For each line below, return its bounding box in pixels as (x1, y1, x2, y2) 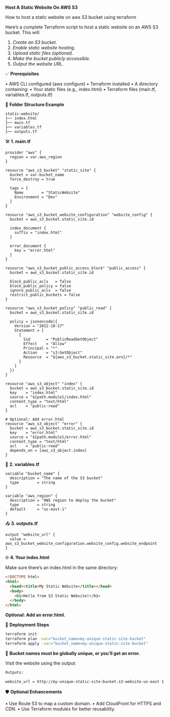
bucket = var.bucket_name (10, 172, 65, 177)
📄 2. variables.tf (5, 461, 39, 467)
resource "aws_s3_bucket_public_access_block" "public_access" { (5, 266, 146, 271)
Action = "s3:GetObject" (23, 350, 82, 355)
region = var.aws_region (10, 154, 62, 160)
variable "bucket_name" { (5, 471, 60, 476)
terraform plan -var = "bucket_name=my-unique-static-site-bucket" (5, 636, 146, 641)
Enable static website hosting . (12, 45, 76, 50)
